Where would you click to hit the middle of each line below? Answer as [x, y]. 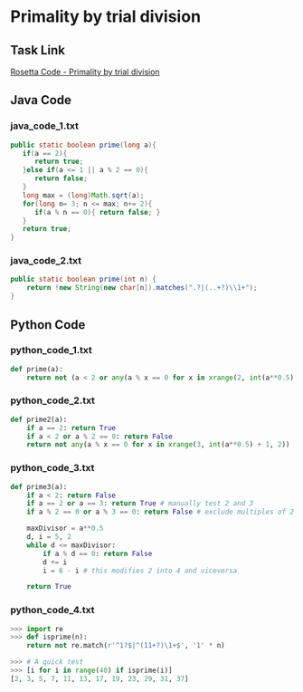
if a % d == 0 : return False [98, 553]
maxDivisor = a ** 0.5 [65, 529]
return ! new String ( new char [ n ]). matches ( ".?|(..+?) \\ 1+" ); [142, 288]
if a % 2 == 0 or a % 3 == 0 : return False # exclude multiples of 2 [161, 512]
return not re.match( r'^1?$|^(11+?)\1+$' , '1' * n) [126, 646]
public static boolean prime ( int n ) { [83, 279]
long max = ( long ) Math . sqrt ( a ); [83, 195]
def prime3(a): [39, 486]
